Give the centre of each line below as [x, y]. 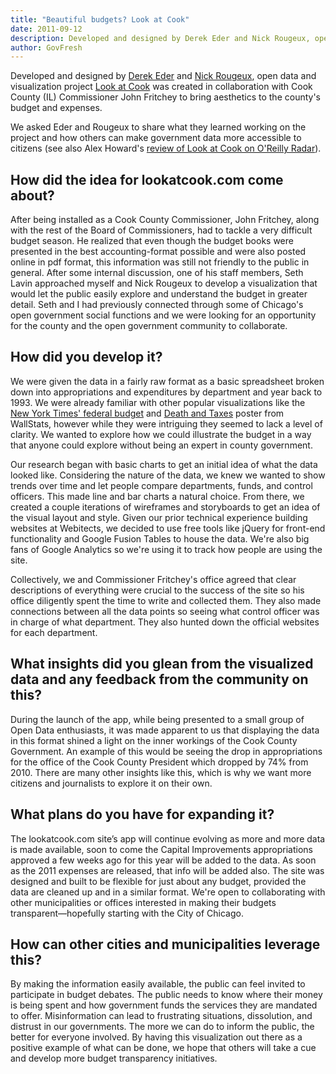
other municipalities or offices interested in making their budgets [143, 902]
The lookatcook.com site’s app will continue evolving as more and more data [168, 838]
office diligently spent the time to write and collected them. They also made [166, 600]
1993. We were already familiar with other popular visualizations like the [158, 402]
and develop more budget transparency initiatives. [114, 1058]
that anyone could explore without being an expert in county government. [161, 445]
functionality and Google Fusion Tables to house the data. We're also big [160, 538]
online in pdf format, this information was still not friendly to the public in [160, 262]
